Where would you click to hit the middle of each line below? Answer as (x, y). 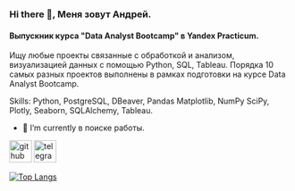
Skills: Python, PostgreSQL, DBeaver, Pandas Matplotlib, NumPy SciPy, (139, 101)
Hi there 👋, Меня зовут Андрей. (80, 14)
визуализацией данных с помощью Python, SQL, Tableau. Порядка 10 (142, 65)
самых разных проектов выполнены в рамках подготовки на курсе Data (147, 74)
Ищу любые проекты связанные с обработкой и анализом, (122, 55)
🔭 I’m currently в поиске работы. (83, 128)
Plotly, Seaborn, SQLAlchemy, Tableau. (81, 111)
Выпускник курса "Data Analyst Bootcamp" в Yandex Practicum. (134, 36)
